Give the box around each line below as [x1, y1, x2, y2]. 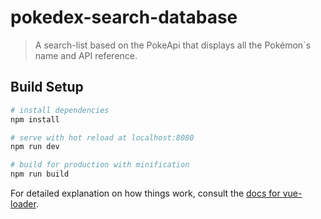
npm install [10, 114, 60, 125]
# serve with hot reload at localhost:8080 [10, 132, 195, 143]
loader [10, 198, 37, 210]
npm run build [10, 169, 70, 180]
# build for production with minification [10, 160, 190, 170]
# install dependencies [10, 105, 110, 115]
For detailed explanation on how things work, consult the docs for [10, 187, 281, 199]
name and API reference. [34, 49, 138, 61]
